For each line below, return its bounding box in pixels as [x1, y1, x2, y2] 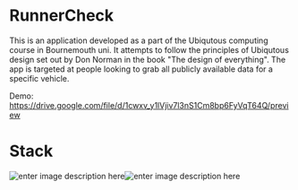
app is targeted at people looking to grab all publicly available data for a [9, 64, 273, 74]
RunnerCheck [9, 5, 115, 26]
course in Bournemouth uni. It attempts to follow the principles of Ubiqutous [9, 44, 289, 55]
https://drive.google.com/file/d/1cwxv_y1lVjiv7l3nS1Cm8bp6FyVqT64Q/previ [9, 99, 289, 110]
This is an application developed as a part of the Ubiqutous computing [9, 35, 268, 46]
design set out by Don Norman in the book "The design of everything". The [9, 54, 286, 65]
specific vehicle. [9, 73, 70, 83]
